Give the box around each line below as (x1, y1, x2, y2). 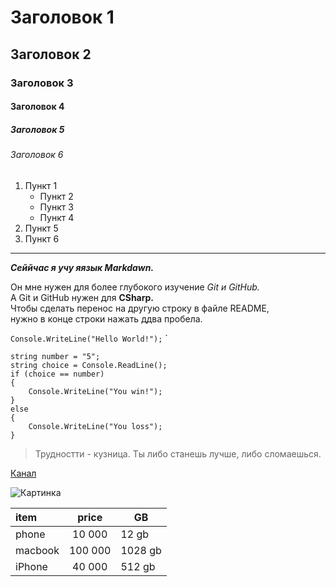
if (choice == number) (10, 369, 105, 379)
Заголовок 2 (10, 46, 92, 63)
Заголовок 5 (10, 123, 65, 135)
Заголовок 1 (10, 6, 115, 29)
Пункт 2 (39, 190, 74, 202)
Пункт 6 (24, 232, 60, 245)
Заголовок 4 (10, 101, 65, 113)
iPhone (15, 559, 48, 573)
